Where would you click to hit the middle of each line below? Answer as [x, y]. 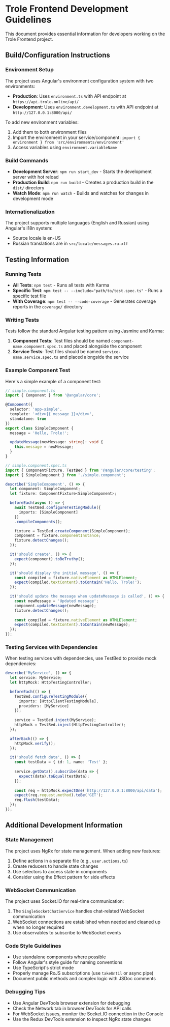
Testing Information [37, 259]
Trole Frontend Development [67, 9]
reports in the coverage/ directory [47, 306]
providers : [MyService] [44, 706]
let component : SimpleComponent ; [45, 489]
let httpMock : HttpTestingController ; [51, 682]
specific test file [29, 296]
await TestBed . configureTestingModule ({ [58, 507]
